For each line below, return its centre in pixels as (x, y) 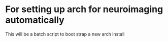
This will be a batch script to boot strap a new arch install (65, 34)
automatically (35, 20)
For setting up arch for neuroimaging (84, 9)
